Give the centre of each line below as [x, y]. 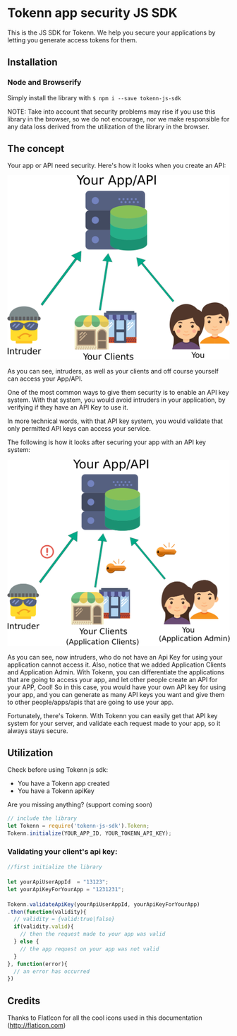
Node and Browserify [44, 83]
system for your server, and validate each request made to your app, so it [114, 723]
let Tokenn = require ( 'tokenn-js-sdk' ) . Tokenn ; [79, 826]
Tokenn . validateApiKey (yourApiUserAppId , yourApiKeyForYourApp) [104, 904]
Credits [24, 1001]
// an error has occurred [52, 971]
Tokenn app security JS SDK [92, 13]
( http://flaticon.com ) [37, 1025]
